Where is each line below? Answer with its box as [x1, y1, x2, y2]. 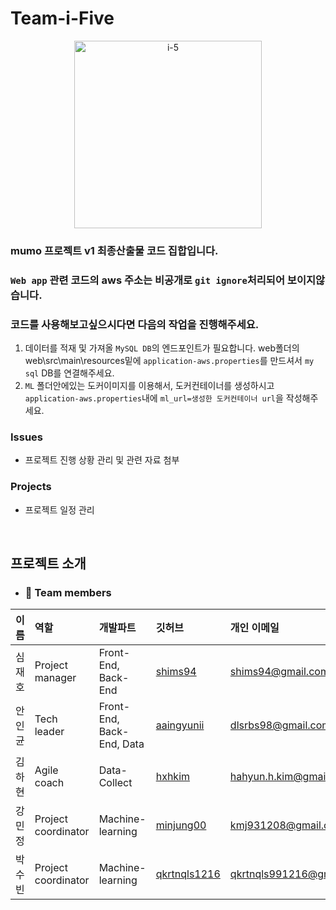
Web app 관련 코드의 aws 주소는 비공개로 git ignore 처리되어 [10, 273, 285, 287]
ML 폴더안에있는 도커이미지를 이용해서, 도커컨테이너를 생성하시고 [24, 380, 275, 392]
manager [34, 671, 77, 685]
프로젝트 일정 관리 [24, 503, 95, 516]
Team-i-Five [10, 7, 115, 30]
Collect [98, 776, 133, 790]
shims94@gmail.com [229, 665, 330, 679]
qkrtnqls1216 [155, 867, 221, 881]
